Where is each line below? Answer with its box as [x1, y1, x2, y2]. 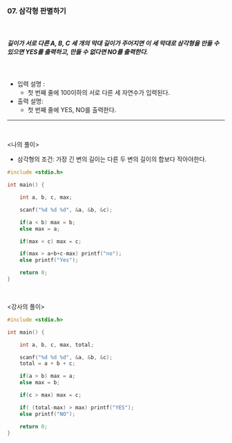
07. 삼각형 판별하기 [7, 6, 67, 15]
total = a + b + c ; [19, 360, 76, 368]
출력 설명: [17, 97, 43, 105]
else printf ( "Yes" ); [19, 257, 79, 264]
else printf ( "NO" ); [19, 410, 76, 417]
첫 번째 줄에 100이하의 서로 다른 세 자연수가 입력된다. [27, 89, 171, 97]
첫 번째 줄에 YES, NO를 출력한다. [27, 106, 117, 114]
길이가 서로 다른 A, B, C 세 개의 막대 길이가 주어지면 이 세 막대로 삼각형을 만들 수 [7, 39, 220, 47]
